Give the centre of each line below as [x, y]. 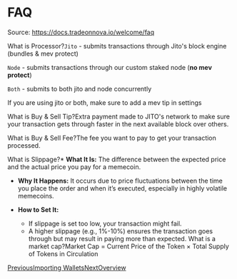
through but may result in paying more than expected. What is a [122, 238]
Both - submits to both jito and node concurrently [80, 88]
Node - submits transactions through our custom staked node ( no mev [110, 67]
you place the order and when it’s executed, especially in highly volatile [122, 188]
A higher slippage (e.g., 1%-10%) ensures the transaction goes [120, 231]
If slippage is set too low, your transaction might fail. [105, 223]
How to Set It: [38, 209]
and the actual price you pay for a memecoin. [74, 167]
